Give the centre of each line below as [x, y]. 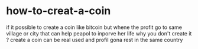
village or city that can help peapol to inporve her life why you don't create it [99, 33]
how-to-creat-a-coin [59, 11]
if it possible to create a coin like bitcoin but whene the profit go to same [94, 27]
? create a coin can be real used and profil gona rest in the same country [95, 40]
